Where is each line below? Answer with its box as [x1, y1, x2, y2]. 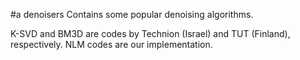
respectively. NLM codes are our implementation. [10, 39, 213, 50]
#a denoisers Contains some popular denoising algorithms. [10, 9, 254, 20]
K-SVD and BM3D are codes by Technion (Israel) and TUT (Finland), [10, 28, 291, 39]
